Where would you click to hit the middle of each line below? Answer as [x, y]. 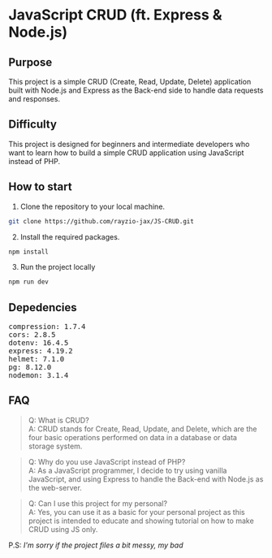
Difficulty [32, 125]
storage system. [55, 446]
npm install [28, 252]
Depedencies [43, 307]
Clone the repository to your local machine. [92, 206]
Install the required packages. [70, 236]
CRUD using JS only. [63, 529]
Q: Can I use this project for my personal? [98, 503]
